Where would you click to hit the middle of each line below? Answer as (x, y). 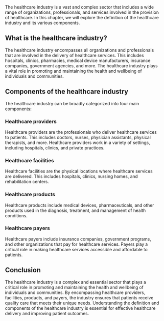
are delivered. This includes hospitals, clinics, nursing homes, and (71, 176)
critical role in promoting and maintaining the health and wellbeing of (74, 287)
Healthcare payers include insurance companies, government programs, (78, 239)
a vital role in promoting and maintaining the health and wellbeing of (73, 71)
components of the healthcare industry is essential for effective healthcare (80, 308)
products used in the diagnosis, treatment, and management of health (75, 210)
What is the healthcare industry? (56, 38)
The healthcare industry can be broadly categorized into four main (72, 103)
